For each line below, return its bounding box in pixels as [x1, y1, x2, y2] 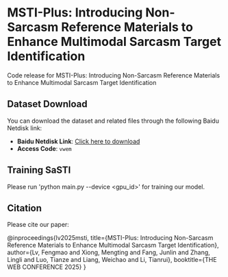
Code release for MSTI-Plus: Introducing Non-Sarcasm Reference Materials [7, 71, 220, 80]
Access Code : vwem [16, 144, 72, 152]
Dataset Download [7, 98, 88, 110]
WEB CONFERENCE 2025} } [7, 263, 87, 272]
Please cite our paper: [7, 221, 70, 229]
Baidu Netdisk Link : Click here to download [16, 137, 140, 145]
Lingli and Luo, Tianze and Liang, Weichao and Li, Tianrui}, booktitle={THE [7, 256, 217, 264]
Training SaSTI [7, 165, 71, 176]
